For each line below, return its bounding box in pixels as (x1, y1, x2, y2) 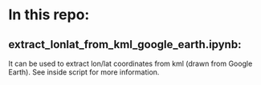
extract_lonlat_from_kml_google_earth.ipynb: (8, 38, 242, 51)
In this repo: (8, 6, 90, 24)
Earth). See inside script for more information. (8, 67, 160, 77)
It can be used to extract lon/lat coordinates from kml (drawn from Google (8, 59, 253, 68)
